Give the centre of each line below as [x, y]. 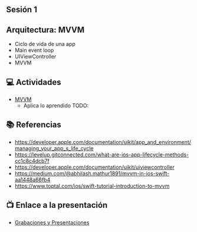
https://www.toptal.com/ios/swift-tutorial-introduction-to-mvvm [92, 186]
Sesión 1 [22, 10]
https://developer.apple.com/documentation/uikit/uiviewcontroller [95, 167]
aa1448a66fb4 [32, 179]
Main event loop [34, 50]
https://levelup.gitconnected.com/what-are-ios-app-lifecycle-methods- [102, 154]
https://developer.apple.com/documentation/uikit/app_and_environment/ [103, 142]
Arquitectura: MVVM [45, 30]
